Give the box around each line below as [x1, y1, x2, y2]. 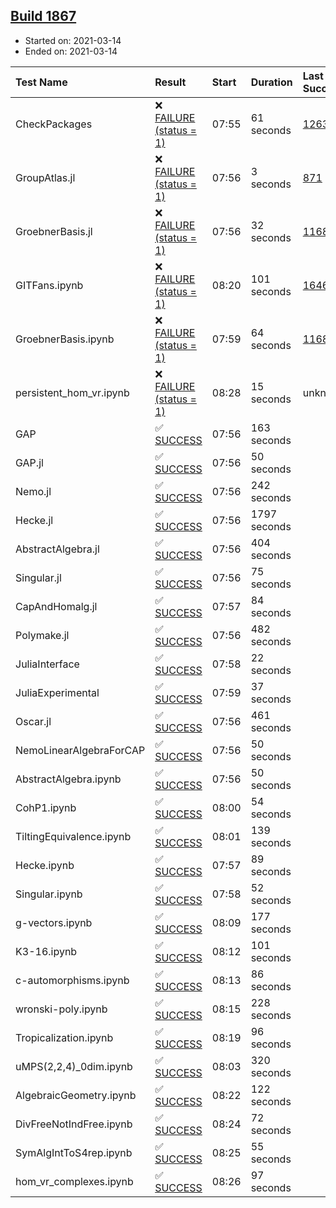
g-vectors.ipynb [15, 915, 93, 929]
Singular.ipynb [15, 887, 83, 901]
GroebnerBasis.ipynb [15, 332, 115, 346]
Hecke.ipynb [15, 858, 75, 872]
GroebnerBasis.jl [15, 224, 93, 238]
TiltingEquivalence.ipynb [15, 829, 132, 843]
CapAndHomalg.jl [15, 599, 98, 613]
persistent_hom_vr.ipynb [15, 385, 130, 399]
